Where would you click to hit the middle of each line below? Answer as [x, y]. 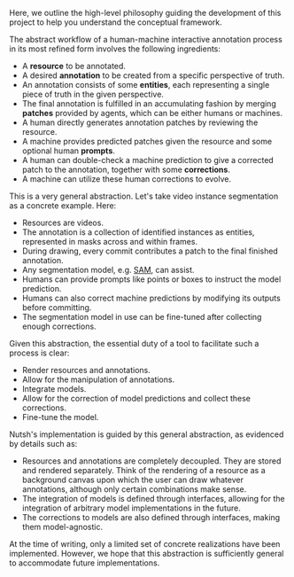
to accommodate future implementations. [85, 563]
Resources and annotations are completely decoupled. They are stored [151, 461]
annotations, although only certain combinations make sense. [134, 489]
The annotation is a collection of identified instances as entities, [138, 232]
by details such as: [43, 444]
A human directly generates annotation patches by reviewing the [140, 122]
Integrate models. [54, 389]
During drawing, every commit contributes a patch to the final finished [150, 251]
